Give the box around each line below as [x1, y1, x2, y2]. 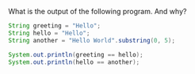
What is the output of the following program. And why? [8, 7, 187, 16]
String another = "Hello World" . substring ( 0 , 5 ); [8, 36, 176, 44]
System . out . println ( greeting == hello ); [8, 50, 144, 58]
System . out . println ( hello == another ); [8, 58, 140, 66]
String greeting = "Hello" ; [8, 22, 101, 30]
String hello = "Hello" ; [8, 29, 90, 37]
